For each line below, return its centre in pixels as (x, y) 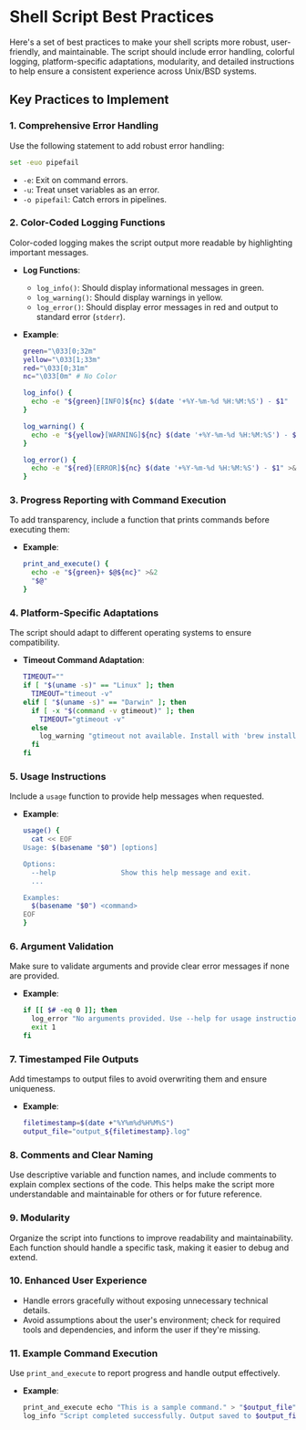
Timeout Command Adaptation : (83, 660)
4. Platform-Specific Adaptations (84, 613)
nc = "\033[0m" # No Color (70, 377)
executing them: (40, 530)
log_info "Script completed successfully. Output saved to (137, 1415)
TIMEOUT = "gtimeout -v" (82, 719)
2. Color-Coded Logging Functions (87, 223)
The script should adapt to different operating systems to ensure (131, 633)
